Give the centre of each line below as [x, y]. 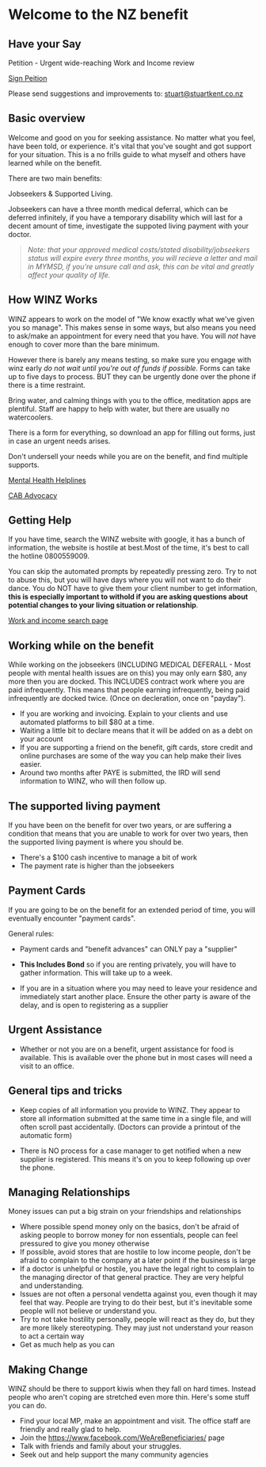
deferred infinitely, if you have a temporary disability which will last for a [125, 217]
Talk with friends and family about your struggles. [101, 1446]
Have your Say [45, 44]
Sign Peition [28, 78]
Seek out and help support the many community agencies [114, 1455]
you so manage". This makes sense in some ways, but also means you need [132, 327]
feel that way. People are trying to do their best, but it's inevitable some [136, 1303]
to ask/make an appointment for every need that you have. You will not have [132, 335]
